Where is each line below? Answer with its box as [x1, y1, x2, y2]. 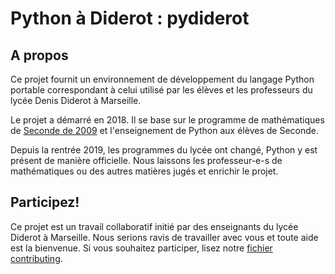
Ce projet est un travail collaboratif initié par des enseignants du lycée [10, 220, 299, 232]
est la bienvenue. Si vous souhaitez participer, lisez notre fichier [10, 242, 273, 254]
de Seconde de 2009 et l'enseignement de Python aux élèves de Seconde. [10, 125, 319, 136]
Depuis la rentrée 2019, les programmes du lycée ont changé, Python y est [10, 144, 318, 156]
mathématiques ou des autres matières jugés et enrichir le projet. [10, 165, 279, 177]
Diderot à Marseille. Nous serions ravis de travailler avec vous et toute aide [10, 231, 319, 243]
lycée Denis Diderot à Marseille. [10, 95, 142, 106]
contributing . [10, 252, 63, 264]
